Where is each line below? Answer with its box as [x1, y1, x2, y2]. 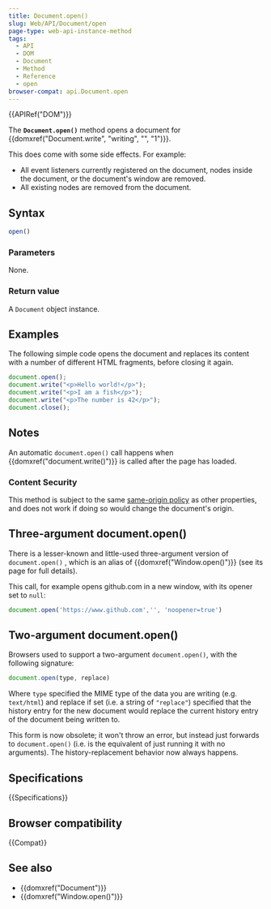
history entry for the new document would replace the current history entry [8, 706, 259, 716]
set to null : [8, 590, 46, 600]
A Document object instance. [8, 304, 100, 313]
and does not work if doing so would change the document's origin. [8, 503, 235, 513]
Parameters [8, 247, 55, 258]
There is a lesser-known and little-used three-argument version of [8, 549, 229, 558]
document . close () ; [8, 403, 70, 411]
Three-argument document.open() [8, 527, 188, 541]
